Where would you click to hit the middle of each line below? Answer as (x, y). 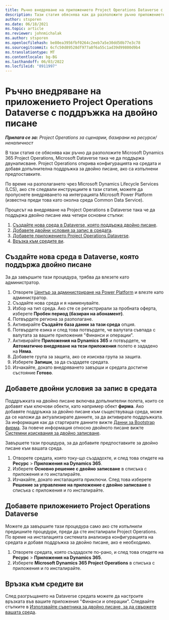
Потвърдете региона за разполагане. (53, 319)
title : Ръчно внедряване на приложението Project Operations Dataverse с (84, 10)
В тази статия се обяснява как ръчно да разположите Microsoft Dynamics (84, 153)
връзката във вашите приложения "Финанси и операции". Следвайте (80, 601)
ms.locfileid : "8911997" (31, 66)
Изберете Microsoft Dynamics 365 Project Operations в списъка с (83, 563)
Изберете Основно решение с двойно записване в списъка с (80, 468)
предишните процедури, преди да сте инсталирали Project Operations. (81, 532)
